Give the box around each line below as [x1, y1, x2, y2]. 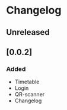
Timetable [14, 78, 40, 86]
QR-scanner [14, 91, 45, 98]
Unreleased [6, 27, 50, 37]
